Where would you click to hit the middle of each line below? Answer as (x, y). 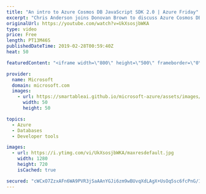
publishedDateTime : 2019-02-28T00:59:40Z (60, 47)
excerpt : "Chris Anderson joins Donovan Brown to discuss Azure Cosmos (100, 18)
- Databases (27, 130)
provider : (19, 74)
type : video (21, 29)
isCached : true (37, 170)
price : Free (21, 35)
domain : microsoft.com (41, 85)
